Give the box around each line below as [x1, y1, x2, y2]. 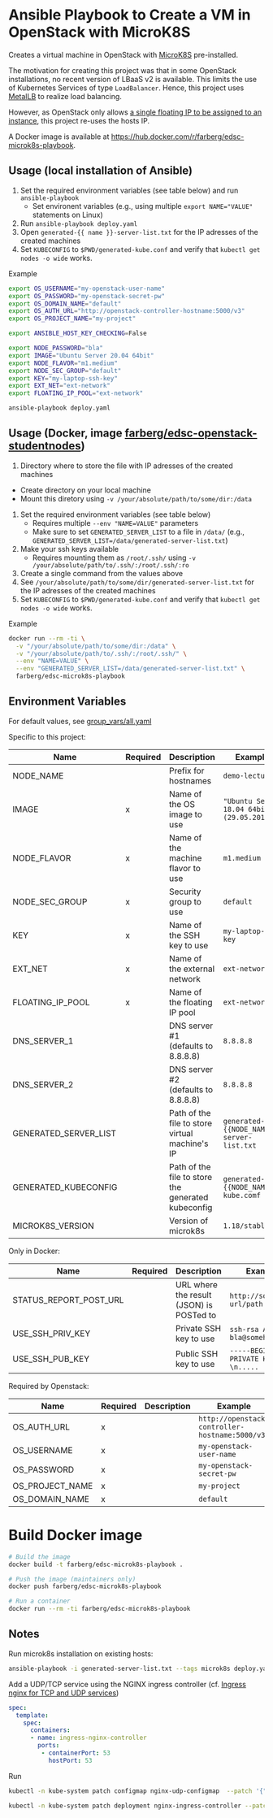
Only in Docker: [8, 1246, 61, 1256]
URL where [175, 1278, 218, 1290]
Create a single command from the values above [19, 568, 184, 578]
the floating [169, 996, 213, 1008]
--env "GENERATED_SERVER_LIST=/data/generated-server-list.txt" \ [15, 665, 245, 673]
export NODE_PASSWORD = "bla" [8, 344, 104, 352]
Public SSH [175, 1347, 219, 1359]
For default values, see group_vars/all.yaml [8, 716, 152, 726]
